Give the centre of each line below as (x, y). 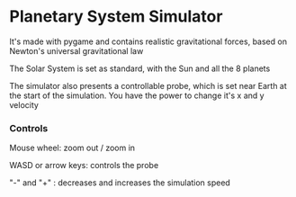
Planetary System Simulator (116, 17)
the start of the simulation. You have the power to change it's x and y (137, 95)
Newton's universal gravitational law (76, 50)
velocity (24, 104)
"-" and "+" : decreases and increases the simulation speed (120, 183)
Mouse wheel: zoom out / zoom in (72, 148)
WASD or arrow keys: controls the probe (84, 166)
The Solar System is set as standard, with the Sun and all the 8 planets (140, 68)
